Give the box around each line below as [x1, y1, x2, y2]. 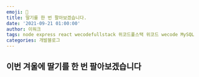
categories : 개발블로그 [6, 37, 60, 43]
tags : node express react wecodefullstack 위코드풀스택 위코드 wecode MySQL [6, 32, 195, 38]
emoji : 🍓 [6, 9, 29, 15]
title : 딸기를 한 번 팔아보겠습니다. [6, 15, 87, 21]
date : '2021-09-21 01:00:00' [6, 20, 81, 26]
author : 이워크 [6, 26, 42, 32]
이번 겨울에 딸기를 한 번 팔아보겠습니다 [6, 62, 142, 72]
